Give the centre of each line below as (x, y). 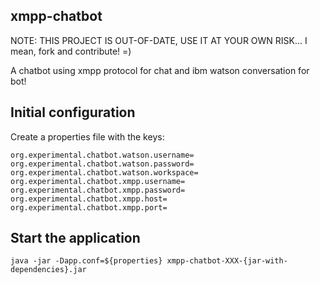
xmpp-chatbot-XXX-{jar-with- (227, 261)
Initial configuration (73, 112)
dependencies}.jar (48, 270)
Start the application (75, 238)
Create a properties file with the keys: (87, 136)
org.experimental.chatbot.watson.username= (102, 155)
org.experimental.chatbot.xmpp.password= (98, 190)
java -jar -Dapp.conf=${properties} (86, 261)
